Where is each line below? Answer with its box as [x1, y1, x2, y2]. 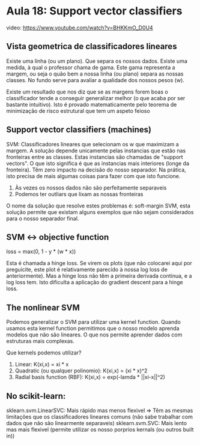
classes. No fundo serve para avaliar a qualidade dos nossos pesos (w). [6, 76, 185, 83]
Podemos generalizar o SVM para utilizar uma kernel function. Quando [6, 318, 181, 326]
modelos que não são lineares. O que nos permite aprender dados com [6, 331, 183, 338]
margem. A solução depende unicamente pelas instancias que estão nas [6, 147, 186, 154]
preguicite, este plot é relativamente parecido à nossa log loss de [6, 266, 168, 273]
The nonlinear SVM [6, 302, 80, 312]
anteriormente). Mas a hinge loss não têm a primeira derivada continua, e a [6, 272, 192, 279]
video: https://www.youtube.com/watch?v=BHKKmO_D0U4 [6, 24, 153, 31]
